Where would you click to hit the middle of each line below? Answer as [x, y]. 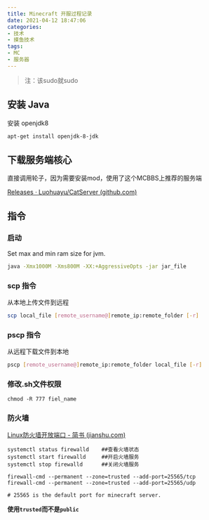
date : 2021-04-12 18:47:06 [47, 20]
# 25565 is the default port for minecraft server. [84, 495]
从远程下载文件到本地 [38, 351]
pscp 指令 [24, 334]
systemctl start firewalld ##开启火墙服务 [73, 457]
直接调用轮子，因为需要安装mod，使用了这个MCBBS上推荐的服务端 [104, 178]
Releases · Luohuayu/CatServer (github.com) [72, 192]
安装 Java [28, 105]
